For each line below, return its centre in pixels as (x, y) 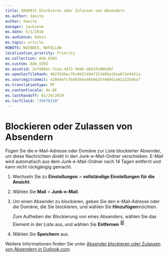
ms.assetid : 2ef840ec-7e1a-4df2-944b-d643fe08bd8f (59, 69)
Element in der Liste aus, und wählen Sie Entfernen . (70, 224)
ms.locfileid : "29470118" (32, 101)
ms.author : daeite (24, 16)
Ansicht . (22, 182)
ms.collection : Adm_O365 (31, 58)
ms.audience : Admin (26, 37)
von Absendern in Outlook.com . (38, 249)
